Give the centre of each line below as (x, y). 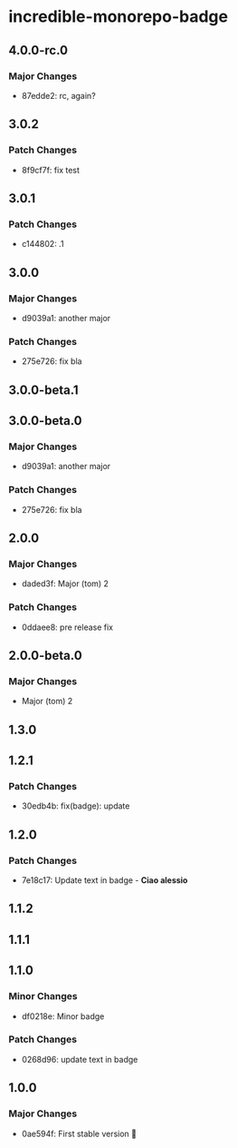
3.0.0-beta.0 (45, 421)
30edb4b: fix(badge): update (76, 806)
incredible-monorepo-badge (118, 17)
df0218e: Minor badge (63, 1016)
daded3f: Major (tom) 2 (65, 584)
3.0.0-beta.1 (43, 390)
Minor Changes (43, 996)
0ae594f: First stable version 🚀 (79, 1133)
